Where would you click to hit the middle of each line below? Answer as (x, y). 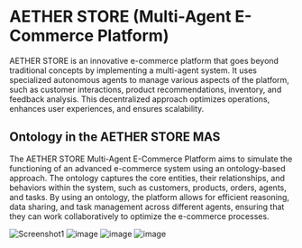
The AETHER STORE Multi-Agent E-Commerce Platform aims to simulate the (151, 159)
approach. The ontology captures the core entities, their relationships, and (147, 178)
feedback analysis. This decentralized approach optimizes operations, (140, 99)
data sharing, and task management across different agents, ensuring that (147, 207)
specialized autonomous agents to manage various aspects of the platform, (150, 79)
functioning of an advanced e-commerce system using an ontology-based (147, 168)
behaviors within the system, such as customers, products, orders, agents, (148, 188)
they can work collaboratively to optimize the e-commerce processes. (139, 216)
